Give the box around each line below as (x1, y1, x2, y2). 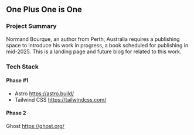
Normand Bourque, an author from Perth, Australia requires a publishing (6, 35, 180, 43)
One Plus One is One (6, 5, 82, 15)
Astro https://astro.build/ (14, 90, 74, 97)
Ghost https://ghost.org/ (6, 123, 64, 130)
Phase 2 (6, 109, 26, 116)
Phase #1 (6, 77, 29, 84)
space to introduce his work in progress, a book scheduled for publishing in (6, 41, 189, 49)
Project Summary (6, 22, 57, 30)
